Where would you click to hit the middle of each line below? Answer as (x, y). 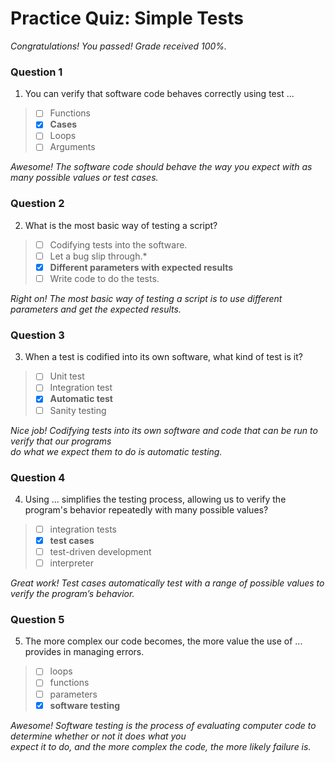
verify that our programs (61, 441)
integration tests (83, 529)
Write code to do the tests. (104, 278)
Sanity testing (78, 410)
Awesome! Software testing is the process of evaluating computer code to (163, 725)
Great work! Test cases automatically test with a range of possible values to (167, 583)
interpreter (71, 563)
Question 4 (38, 477)
